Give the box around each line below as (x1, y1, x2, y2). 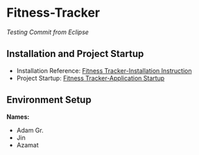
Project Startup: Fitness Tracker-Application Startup (16, 74, 165, 82)
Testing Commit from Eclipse (6, 28, 89, 36)
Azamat (16, 140, 39, 149)
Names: (6, 113, 30, 121)
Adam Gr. (16, 126, 44, 134)
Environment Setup (6, 94, 92, 106)
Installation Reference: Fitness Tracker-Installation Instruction (16, 66, 192, 74)
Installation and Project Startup (6, 48, 144, 60)
